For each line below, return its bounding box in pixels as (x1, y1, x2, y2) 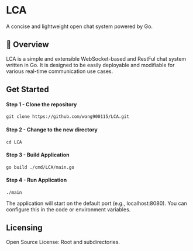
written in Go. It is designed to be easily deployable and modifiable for (6, 61, 175, 68)
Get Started (6, 85, 49, 95)
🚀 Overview (6, 40, 49, 50)
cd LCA (6, 139, 22, 145)
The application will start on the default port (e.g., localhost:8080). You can (6, 200, 187, 207)
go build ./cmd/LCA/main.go (6, 164, 75, 170)
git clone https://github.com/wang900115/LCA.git (6, 114, 130, 120)
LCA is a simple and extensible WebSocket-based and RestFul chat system (6, 55, 187, 62)
